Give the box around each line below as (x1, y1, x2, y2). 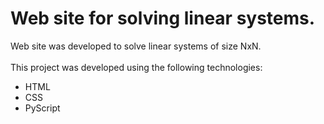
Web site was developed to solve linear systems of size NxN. (10, 40, 262, 52)
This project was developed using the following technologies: (10, 61, 263, 73)
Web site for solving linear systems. (10, 7, 316, 30)
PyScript (24, 102, 61, 114)
